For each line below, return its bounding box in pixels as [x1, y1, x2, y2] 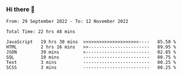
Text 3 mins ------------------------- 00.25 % [6, 60, 177, 66]
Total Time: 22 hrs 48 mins [6, 29, 76, 35]
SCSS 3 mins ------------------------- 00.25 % [6, 64, 177, 71]
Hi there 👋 [6, 5, 36, 13]
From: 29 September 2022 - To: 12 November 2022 [6, 19, 129, 25]
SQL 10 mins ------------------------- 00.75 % [6, 54, 177, 60]
